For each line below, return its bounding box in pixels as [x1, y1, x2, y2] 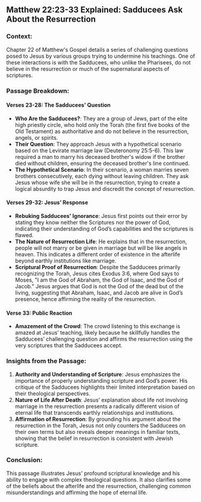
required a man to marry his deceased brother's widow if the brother [14, 153, 185, 160]
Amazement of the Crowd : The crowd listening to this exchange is [14, 323, 181, 330]
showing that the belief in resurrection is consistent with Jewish [14, 435, 173, 442]
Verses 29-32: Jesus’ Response [6, 199, 88, 206]
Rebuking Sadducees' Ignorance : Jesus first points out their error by [14, 212, 188, 220]
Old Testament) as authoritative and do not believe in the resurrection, [14, 128, 189, 135]
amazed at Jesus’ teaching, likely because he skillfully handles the [14, 329, 180, 336]
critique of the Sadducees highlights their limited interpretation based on [14, 383, 195, 391]
